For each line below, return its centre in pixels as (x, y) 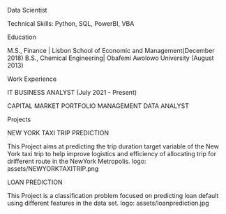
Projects (19, 119)
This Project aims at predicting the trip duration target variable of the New (113, 146)
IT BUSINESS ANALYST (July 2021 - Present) (72, 92)
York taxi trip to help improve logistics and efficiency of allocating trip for (112, 154)
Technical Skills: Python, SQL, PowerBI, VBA (71, 23)
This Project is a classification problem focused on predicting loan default (113, 196)
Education (22, 37)
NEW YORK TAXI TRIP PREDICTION (58, 133)
